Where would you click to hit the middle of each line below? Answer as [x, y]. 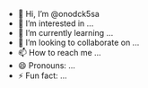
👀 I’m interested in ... [56, 23]
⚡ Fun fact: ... [42, 75]
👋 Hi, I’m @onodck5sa [59, 14]
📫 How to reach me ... [59, 53]
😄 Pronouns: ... [47, 66]
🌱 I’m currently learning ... [65, 33]
